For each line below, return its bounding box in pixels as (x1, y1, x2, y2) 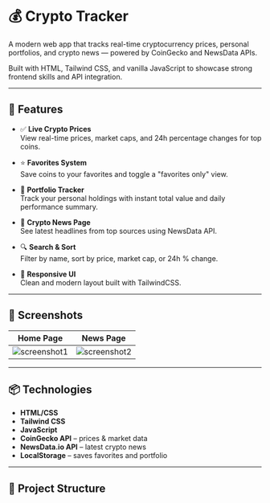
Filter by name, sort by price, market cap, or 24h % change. (19, 253, 219, 263)
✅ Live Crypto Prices (19, 124, 92, 133)
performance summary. (19, 202, 99, 211)
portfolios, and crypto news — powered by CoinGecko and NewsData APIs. (8, 47, 258, 57)
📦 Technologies (8, 382, 92, 396)
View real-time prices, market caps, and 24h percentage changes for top (19, 133, 262, 142)
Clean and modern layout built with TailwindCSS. (19, 277, 182, 287)
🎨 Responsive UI (19, 269, 76, 279)
